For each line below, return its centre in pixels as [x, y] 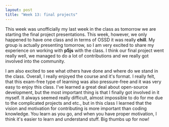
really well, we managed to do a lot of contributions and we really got [77, 55]
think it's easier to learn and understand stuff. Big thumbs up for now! [77, 119]
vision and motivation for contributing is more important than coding [76, 108]
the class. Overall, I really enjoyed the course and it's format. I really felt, [80, 76]
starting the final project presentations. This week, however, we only [76, 34]
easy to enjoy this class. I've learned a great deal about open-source [76, 87]
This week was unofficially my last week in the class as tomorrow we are [81, 29]
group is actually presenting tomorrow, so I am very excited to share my [80, 45]
